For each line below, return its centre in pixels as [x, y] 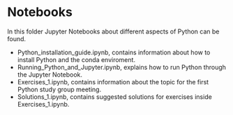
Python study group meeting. [59, 89]
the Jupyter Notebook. [50, 75]
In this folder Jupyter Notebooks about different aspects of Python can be [113, 31]
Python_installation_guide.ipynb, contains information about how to [114, 52]
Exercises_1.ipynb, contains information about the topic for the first [113, 82]
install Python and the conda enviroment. [76, 59]
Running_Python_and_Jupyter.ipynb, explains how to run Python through [122, 67]
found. [17, 38]
